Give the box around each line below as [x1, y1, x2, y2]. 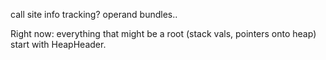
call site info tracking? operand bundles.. [10, 9, 178, 20]
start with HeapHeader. [10, 39, 107, 50]
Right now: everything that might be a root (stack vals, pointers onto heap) [10, 28, 317, 39]
